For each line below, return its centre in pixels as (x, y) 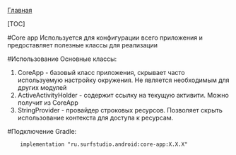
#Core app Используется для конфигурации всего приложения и (105, 38)
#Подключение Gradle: (42, 131)
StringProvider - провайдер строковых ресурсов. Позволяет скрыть (120, 110)
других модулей (42, 87)
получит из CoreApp (48, 103)
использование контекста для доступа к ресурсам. (95, 117)
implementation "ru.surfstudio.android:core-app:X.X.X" (104, 144)
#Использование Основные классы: (62, 59)
